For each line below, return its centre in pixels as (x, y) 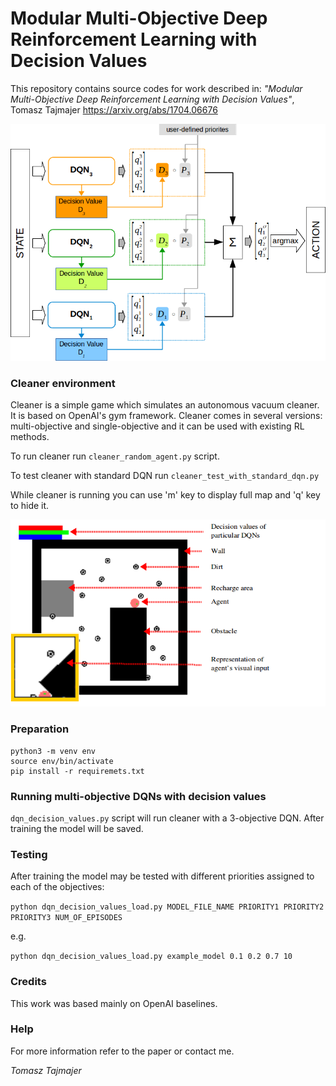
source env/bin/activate (62, 761)
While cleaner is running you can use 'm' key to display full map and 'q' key (165, 494)
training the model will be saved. (77, 828)
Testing (29, 854)
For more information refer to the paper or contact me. (122, 1051)
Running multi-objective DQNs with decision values (138, 796)
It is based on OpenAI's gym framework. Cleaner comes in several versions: (166, 415)
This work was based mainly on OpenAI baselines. (114, 1003)
